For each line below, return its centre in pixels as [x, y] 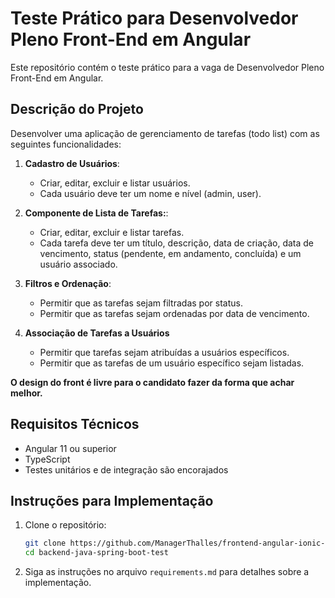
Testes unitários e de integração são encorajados [126, 469]
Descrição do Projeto [77, 109]
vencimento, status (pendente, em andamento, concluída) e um [170, 253]
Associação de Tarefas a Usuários [97, 333]
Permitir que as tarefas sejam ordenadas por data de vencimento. [174, 313]
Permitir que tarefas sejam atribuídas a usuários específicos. [164, 352]
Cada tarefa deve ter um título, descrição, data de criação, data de [177, 243]
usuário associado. [78, 264]
